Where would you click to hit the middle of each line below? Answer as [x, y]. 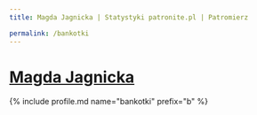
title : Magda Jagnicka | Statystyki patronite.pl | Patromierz [129, 17]
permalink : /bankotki [49, 33]
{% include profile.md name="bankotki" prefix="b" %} [109, 102]
